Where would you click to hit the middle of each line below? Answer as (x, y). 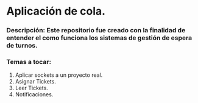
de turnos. (22, 46)
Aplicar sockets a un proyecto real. (59, 75)
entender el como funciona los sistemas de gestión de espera (99, 38)
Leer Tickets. (32, 88)
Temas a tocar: (29, 62)
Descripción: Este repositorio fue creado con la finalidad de (96, 30)
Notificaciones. (34, 94)
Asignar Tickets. (35, 82)
